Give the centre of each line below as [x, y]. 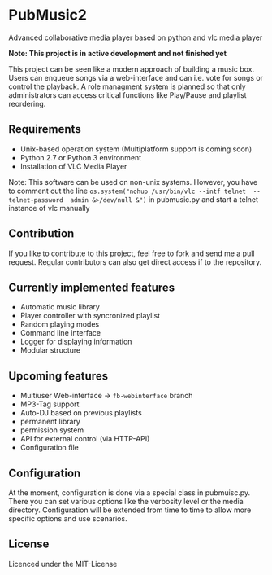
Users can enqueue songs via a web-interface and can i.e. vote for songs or [136, 77]
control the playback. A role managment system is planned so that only [127, 86]
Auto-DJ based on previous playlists [81, 413]
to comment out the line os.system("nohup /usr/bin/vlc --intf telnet [127, 191]
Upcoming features [58, 376]
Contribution [41, 234]
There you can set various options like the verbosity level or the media [126, 501]
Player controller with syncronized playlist [90, 316]
